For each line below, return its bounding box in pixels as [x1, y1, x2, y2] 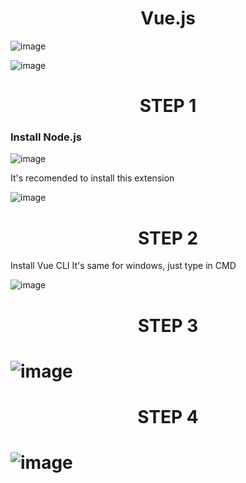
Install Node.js [10, 130, 82, 144]
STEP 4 [137, 405, 199, 428]
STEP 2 [137, 227, 199, 249]
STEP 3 [137, 314, 199, 337]
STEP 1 [139, 95, 197, 117]
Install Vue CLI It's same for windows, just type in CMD [10, 260, 237, 272]
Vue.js [140, 7, 196, 30]
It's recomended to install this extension [10, 172, 175, 184]
